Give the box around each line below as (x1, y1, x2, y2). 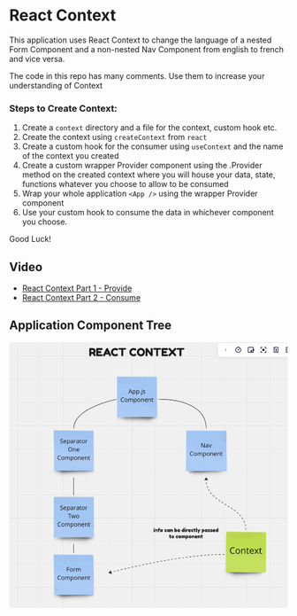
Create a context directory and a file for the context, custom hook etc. (21, 122, 278, 133)
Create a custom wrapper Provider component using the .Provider (21, 160, 263, 171)
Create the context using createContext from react (21, 132, 208, 143)
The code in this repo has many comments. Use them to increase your (9, 70, 265, 81)
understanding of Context (9, 80, 103, 90)
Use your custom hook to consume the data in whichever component (21, 207, 274, 218)
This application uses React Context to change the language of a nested (9, 35, 272, 45)
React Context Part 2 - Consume (21, 292, 141, 303)
